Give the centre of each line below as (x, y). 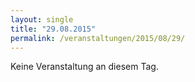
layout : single (42, 19)
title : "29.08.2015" (53, 29)
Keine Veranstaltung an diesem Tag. (84, 67)
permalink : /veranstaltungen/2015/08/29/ (98, 38)
